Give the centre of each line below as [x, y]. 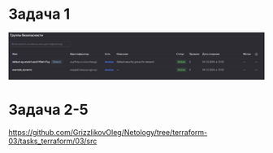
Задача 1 [39, 14]
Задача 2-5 [48, 110]
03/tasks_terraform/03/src [53, 141]
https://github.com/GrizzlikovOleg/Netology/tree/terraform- [108, 132]
